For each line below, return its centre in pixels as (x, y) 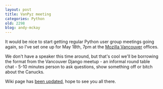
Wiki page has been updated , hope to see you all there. (61, 82)
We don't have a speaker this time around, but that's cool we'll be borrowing (82, 56)
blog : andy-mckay (23, 28)
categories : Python (25, 19)
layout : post (18, 10)
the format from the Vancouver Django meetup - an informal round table (78, 62)
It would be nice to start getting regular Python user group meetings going (80, 42)
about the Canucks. (25, 72)
